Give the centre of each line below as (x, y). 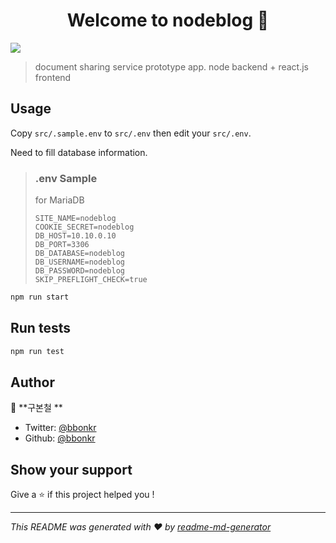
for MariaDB (59, 200)
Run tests (40, 328)
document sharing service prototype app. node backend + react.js (171, 66)
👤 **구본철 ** (36, 408)
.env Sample (66, 178)
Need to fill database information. (79, 152)
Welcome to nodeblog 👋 (168, 20)
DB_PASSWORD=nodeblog (79, 271)
